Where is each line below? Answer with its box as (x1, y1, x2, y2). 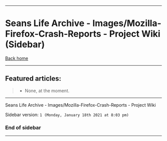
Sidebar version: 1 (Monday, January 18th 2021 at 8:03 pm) (5, 112, 129, 118)
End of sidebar (5, 124, 41, 131)
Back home (5, 55, 28, 61)
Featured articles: (5, 74, 62, 83)
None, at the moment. (24, 88, 70, 94)
